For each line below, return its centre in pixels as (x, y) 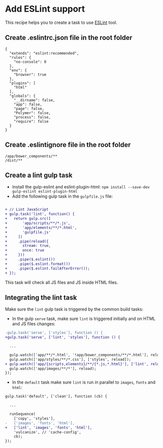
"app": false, (28, 104)
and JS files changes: (34, 324)
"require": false (31, 121)
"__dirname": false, (34, 100)
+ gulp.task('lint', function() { (40, 214)
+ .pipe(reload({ (27, 241)
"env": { (18, 70)
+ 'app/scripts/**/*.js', (38, 223)
